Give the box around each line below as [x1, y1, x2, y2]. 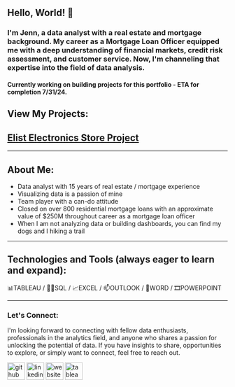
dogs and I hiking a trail [17, 227, 85, 235]
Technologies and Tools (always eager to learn [7, 253, 215, 266]
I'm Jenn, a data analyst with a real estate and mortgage [7, 28, 201, 38]
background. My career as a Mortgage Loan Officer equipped [7, 36, 220, 46]
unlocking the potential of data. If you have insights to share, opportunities [7, 341, 222, 350]
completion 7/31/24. [7, 87, 68, 96]
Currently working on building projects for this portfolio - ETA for [7, 80, 199, 88]
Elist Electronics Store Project [7, 132, 139, 143]
